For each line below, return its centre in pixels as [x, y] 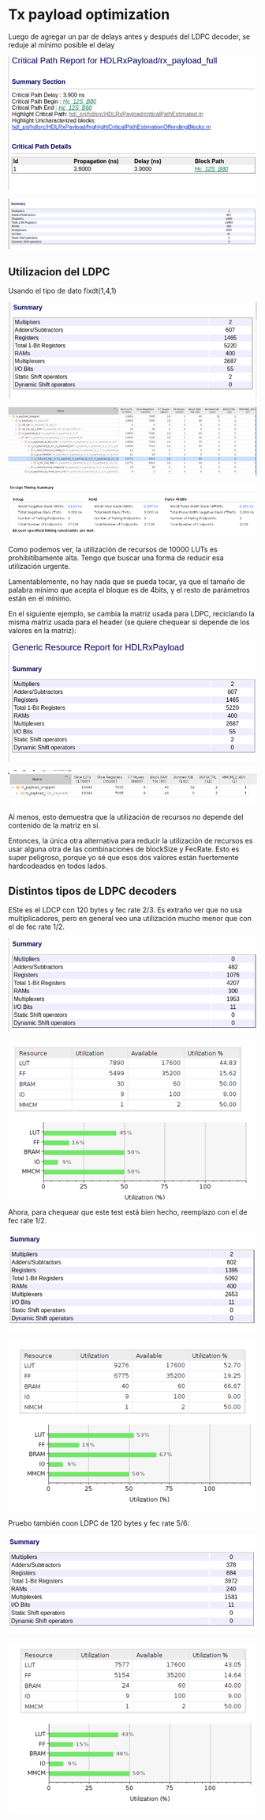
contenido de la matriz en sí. [54, 825]
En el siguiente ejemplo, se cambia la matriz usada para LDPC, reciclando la [131, 614]
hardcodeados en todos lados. [58, 866]
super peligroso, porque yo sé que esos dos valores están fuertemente [123, 858]
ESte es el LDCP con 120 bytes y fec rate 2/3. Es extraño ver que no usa [125, 910]
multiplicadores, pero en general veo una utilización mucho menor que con [130, 919]
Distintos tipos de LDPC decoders [93, 891]
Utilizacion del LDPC [59, 272]
